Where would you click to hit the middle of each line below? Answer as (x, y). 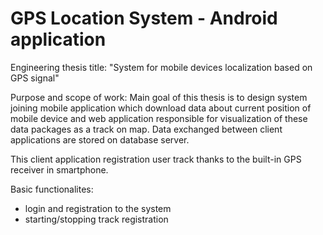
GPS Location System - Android (144, 18)
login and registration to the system (98, 208)
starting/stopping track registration (96, 219)
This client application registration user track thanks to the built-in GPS (156, 159)
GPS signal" (35, 78)
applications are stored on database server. (100, 139)
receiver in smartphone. (59, 169)
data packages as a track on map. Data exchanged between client (146, 129)
